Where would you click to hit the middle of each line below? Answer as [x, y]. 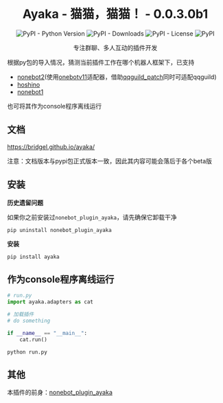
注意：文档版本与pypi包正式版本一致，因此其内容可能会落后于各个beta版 [110, 161]
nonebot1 [30, 92]
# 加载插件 [21, 314]
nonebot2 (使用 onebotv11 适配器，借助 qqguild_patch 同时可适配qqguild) [117, 77]
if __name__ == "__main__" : [47, 333]
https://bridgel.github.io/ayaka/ [51, 147]
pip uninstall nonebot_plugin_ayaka [59, 230]
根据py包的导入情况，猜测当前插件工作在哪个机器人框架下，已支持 [101, 62]
